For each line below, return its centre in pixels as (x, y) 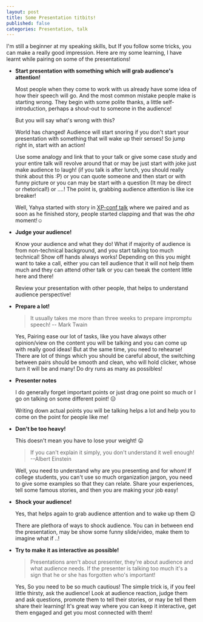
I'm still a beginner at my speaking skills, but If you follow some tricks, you (99, 46)
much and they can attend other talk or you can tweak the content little (104, 270)
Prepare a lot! (32, 306)
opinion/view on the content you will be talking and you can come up (101, 343)
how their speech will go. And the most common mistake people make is (105, 96)
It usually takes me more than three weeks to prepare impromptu (111, 318)
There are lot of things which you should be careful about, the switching (105, 356)
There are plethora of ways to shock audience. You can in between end (104, 526)
